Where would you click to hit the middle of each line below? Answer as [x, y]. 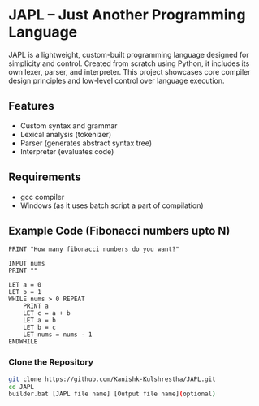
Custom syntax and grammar [69, 125]
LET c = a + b [47, 313]
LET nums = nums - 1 [58, 335]
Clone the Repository [51, 362]
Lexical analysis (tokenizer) [66, 134]
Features [31, 106]
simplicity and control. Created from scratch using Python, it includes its [129, 63]
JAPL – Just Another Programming [127, 15]
